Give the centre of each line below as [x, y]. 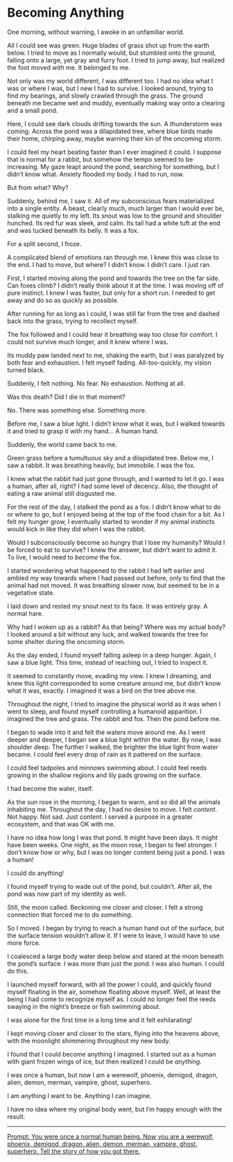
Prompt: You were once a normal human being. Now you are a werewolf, [111, 1136]
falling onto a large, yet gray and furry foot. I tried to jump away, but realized [116, 60]
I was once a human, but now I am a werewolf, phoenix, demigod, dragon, [113, 1075]
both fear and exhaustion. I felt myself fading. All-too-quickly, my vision [109, 363]
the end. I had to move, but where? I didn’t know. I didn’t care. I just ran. [109, 264]
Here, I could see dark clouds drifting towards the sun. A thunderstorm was [115, 123]
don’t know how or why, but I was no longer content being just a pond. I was [116, 852]
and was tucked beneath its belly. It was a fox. [73, 230]
